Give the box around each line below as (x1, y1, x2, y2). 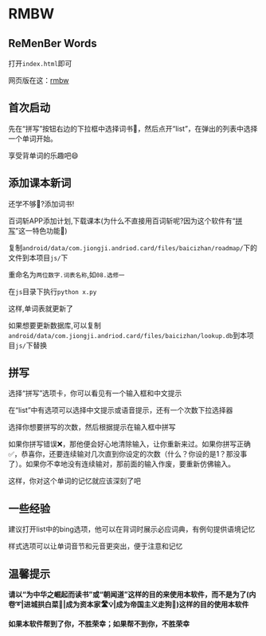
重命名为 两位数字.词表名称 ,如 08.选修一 (8, 269, 125, 279)
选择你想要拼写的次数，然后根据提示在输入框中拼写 (8, 422, 176, 432)
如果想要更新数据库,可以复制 (8, 320, 102, 330)
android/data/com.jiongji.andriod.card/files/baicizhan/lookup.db (8, 332, 233, 340)
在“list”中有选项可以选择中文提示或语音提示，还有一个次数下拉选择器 (8, 406, 233, 415)
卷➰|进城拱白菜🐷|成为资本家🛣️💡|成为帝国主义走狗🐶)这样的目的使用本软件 (8, 599, 249, 610)
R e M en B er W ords (8, 37, 97, 50)
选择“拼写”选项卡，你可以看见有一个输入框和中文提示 (8, 388, 182, 398)
